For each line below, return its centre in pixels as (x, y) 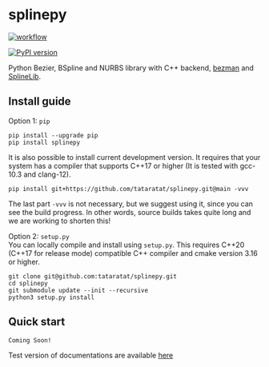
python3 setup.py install (51, 297)
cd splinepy (28, 283)
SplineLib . (25, 76)
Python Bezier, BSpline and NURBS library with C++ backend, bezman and (131, 68)
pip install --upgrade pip (53, 135)
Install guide (40, 102)
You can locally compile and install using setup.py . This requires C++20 (126, 245)
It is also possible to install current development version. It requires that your (134, 157)
